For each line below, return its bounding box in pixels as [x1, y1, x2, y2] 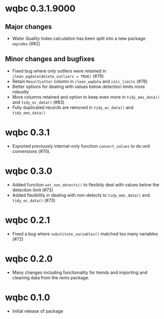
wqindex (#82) [12, 41, 41, 47]
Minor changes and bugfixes [5, 55, 95, 63]
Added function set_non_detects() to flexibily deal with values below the [12, 182, 160, 187]
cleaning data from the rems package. [12, 274, 90, 280]
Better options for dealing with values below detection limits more [12, 83, 145, 89]
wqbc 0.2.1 [5, 214, 50, 226]
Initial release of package [12, 308, 63, 314]
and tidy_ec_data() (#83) [12, 99, 65, 105]
